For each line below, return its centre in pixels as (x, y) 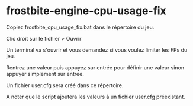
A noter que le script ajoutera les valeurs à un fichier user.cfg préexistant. (96, 97)
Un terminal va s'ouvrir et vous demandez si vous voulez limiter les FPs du (97, 50)
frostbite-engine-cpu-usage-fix (86, 11)
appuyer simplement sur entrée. (45, 74)
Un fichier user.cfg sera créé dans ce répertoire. (65, 85)
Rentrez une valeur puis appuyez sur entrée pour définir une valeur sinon (95, 67)
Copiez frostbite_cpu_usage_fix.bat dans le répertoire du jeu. (80, 27)
